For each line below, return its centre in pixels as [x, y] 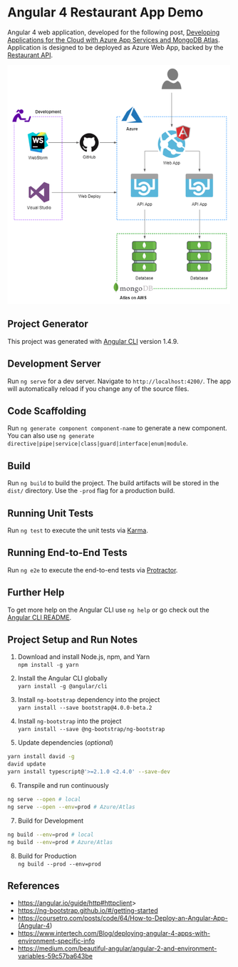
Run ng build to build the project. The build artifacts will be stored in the [113, 483]
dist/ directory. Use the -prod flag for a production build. [91, 491]
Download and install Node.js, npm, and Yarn [84, 657]
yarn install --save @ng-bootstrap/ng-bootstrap [91, 730]
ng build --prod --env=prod [59, 864]
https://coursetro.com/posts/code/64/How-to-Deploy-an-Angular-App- [123, 918]
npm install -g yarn [48, 665]
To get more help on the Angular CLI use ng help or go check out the [108, 610]
